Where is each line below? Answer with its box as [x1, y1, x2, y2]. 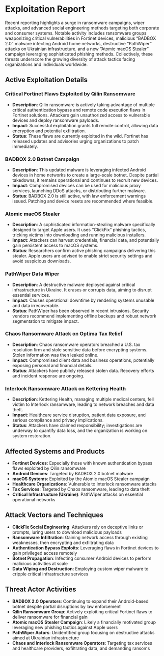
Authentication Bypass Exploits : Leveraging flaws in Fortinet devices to [12, 544, 159, 551]
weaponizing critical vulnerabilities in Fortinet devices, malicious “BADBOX [5, 35, 156, 41]
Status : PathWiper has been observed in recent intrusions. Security [12, 308, 149, 314]
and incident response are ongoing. [12, 372, 84, 379]
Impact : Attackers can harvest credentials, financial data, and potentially [12, 237, 160, 243]
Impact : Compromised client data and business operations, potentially [12, 357, 155, 363]
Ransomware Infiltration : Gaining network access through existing [12, 534, 148, 540]
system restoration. [12, 433, 52, 439]
